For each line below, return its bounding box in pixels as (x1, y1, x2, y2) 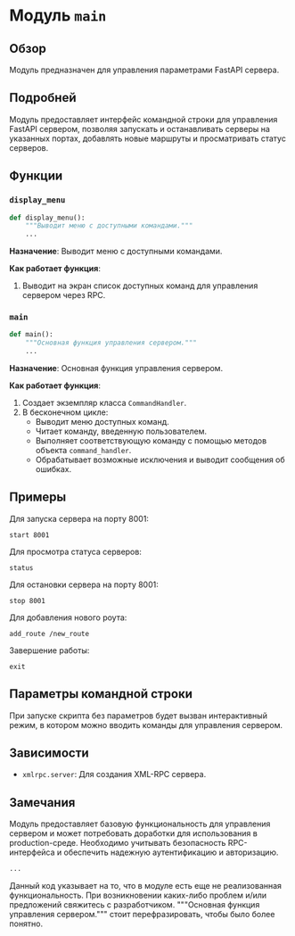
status (9, 563, 34, 572)
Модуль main (9, 5, 107, 26)
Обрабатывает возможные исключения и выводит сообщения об (35, 454, 285, 465)
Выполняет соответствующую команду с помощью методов (35, 435, 267, 446)
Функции (9, 169, 63, 184)
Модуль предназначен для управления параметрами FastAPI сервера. (9, 64, 280, 75)
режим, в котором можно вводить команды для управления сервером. (9, 719, 283, 730)
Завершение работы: (9, 644, 90, 656)
